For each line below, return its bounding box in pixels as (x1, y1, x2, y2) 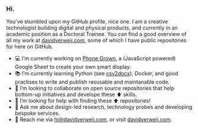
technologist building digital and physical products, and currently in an (6, 24, 178, 31)
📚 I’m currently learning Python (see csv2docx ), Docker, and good (14, 70, 178, 77)
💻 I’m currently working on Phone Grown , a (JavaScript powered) (14, 55, 176, 62)
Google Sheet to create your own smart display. (14, 64, 132, 71)
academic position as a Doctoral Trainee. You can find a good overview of (6, 31, 187, 38)
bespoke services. (14, 110, 60, 117)
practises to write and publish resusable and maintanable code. (14, 78, 170, 85)
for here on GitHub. (6, 43, 53, 50)
